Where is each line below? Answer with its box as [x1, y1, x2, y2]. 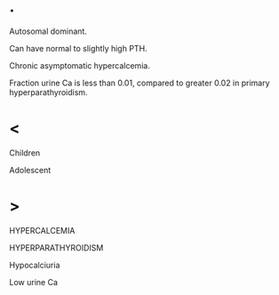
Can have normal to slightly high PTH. [9, 43, 148, 53]
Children [9, 147, 41, 158]
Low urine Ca [9, 276, 58, 287]
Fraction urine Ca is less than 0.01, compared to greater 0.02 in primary [9, 77, 270, 88]
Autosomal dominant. [9, 26, 87, 36]
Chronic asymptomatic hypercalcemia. [9, 60, 151, 71]
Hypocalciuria [9, 259, 60, 270]
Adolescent [9, 164, 52, 175]
